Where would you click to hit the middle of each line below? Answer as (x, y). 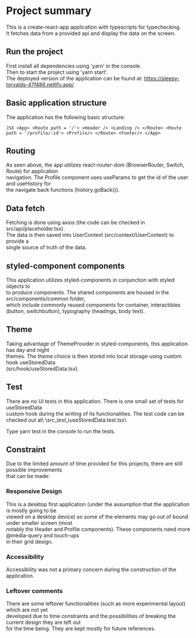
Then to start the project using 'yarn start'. (57, 72)
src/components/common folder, (46, 298)
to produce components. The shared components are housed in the (88, 292)
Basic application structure (56, 103)
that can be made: (28, 476)
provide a (18, 241)
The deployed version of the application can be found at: (75, 78)
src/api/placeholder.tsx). (36, 229)
